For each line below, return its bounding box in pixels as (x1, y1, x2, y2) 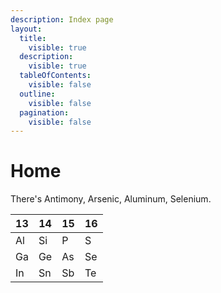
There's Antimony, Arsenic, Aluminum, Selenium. (10, 193, 212, 205)
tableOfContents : (19, 71, 92, 81)
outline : (19, 89, 56, 99)
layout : (10, 24, 43, 34)
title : (19, 33, 47, 43)
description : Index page (10, 14, 114, 25)
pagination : (19, 107, 70, 118)
